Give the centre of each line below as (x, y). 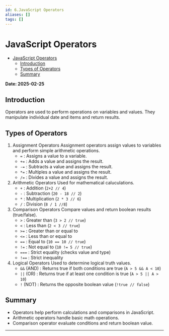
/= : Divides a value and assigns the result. (64, 177)
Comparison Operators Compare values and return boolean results (82, 209)
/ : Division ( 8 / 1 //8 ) (44, 204)
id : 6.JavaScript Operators (35, 10)
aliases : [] (18, 15)
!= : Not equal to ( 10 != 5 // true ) (56, 247)
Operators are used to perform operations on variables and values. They (80, 112)
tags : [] (14, 19)
